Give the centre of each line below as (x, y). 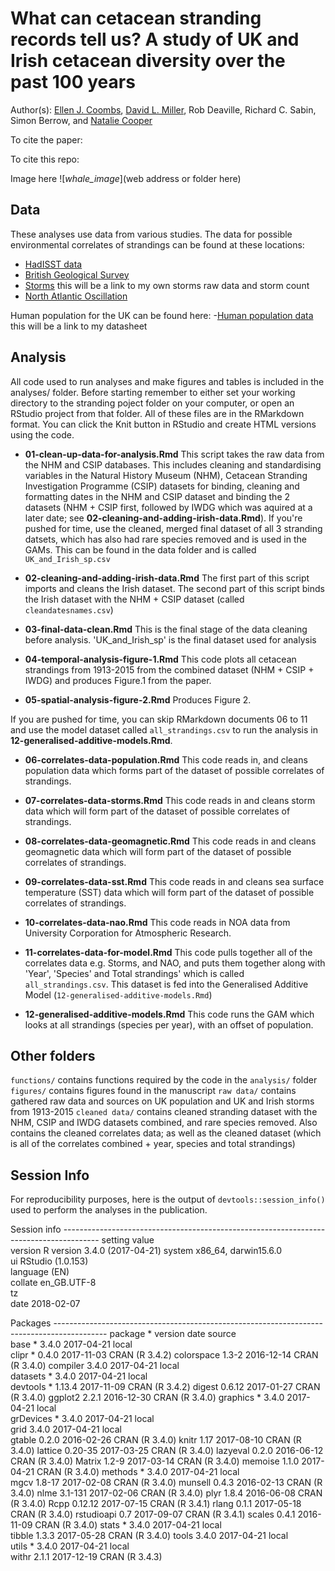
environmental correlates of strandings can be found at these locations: (157, 244)
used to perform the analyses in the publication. (109, 1210)
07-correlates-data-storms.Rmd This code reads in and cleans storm (170, 800)
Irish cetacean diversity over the (148, 61)
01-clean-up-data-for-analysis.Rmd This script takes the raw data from (174, 454)
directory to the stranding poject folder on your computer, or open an (152, 403)
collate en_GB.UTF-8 (53, 1283)
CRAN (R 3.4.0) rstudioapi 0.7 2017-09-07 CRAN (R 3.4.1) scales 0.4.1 (153, 1514)
